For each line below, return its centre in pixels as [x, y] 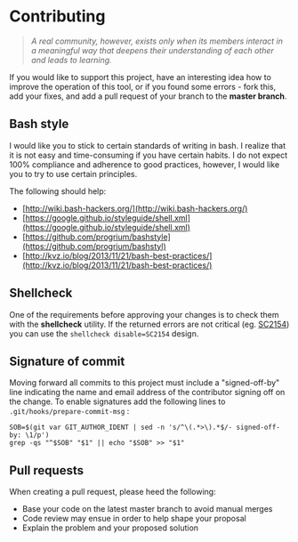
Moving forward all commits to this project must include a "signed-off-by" [145, 383]
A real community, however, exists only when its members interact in [157, 41]
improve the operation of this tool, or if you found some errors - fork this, [143, 86]
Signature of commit [67, 361]
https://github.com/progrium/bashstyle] [98, 237]
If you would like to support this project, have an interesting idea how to [140, 77]
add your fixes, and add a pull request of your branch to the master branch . [148, 96]
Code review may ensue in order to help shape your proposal [134, 519]
